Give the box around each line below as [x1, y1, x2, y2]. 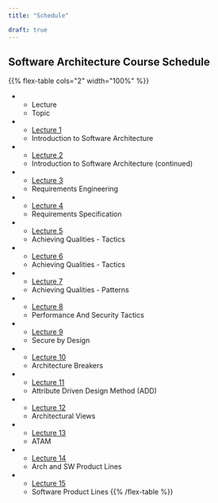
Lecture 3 [31, 176, 63, 185]
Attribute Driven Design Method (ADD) [31, 386, 157, 396]
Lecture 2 [31, 151, 63, 160]
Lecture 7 [31, 276, 63, 286]
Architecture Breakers [31, 361, 104, 371]
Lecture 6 [31, 251, 63, 261]
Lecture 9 [31, 327, 63, 337]
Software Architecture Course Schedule [8, 55, 210, 68]
